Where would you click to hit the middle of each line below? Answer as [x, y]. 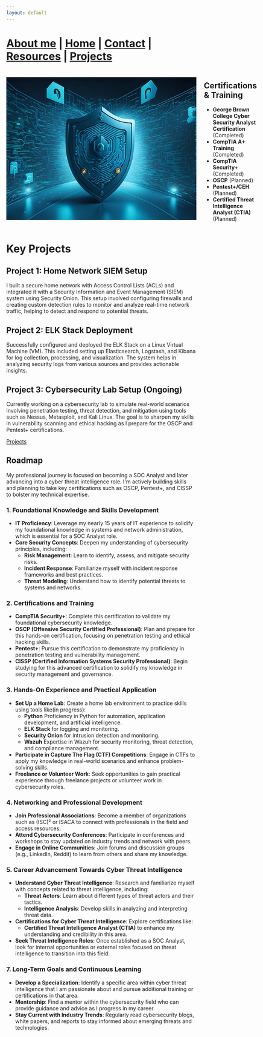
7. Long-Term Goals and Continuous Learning [74, 969]
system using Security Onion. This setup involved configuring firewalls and [99, 298]
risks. [31, 562]
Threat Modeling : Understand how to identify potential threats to [105, 581]
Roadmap [25, 461]
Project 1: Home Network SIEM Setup [77, 271]
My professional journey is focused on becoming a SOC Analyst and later [97, 475]
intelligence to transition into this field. [62, 954]
